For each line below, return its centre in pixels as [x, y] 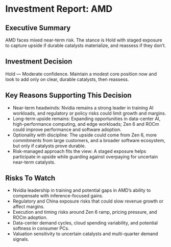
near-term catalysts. [34, 162]
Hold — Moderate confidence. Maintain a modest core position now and [81, 74]
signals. [21, 239]
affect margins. [29, 207]
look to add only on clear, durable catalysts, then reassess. [67, 79]
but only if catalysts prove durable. [49, 146]
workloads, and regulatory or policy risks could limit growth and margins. [89, 113]
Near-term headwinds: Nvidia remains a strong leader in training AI [83, 107]
